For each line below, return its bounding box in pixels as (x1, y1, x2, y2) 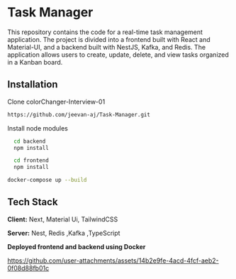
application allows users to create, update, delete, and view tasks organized (7, 50, 229, 59)
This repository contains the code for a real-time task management (7, 28, 203, 36)
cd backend (13, 138, 46, 145)
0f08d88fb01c (7, 263, 50, 272)
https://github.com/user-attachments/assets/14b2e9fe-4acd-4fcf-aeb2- (7, 256, 220, 265)
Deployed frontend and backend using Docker (7, 242, 146, 251)
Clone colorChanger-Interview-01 (7, 97, 106, 106)
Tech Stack (7, 196, 58, 208)
